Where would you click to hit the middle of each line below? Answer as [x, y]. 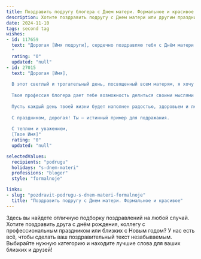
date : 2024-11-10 [28, 23]
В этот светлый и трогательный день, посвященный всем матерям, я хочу [103, 85]
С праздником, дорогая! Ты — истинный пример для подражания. [91, 118]
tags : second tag [28, 28]
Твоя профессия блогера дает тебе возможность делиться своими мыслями [103, 95]
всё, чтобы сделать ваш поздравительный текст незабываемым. [89, 237]
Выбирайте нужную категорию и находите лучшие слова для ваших [93, 243]
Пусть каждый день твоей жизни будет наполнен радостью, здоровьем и [100, 106]
